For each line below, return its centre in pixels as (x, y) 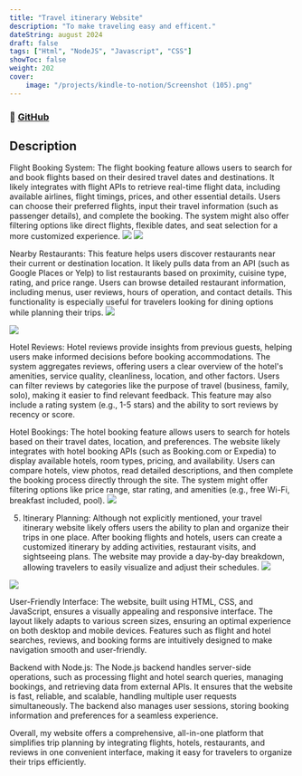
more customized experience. (65, 236)
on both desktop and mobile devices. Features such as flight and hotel (140, 631)
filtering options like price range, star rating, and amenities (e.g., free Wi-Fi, (150, 490)
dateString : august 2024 (56, 34)
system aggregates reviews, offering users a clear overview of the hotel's (146, 367)
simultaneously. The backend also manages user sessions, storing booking (149, 706)
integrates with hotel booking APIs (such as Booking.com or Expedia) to (143, 451)
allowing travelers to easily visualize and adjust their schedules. (141, 568)
